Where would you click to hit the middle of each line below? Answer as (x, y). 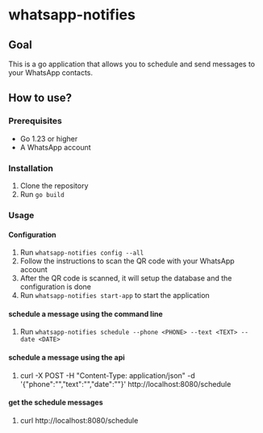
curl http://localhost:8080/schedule (79, 420)
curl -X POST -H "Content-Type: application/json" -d (107, 375)
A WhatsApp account (55, 147)
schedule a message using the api (67, 357)
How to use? (40, 98)
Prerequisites (35, 121)
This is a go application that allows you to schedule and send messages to (132, 64)
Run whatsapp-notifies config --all (82, 253)
